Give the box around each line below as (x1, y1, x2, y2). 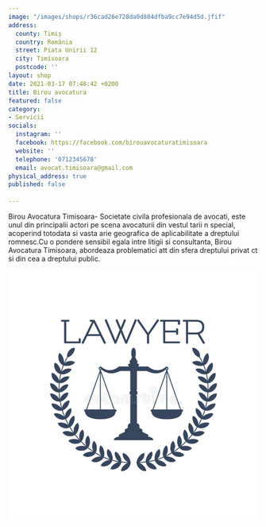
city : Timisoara (15, 55, 69, 63)
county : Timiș (15, 29, 62, 37)
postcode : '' (15, 64, 59, 72)
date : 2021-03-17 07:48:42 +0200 (8, 79, 119, 87)
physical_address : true (8, 172, 87, 180)
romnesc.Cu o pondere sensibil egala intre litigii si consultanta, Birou (8, 237, 233, 246)
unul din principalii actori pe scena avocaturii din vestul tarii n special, (8, 220, 236, 230)
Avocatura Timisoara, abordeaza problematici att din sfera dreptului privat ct (8, 246, 258, 254)
